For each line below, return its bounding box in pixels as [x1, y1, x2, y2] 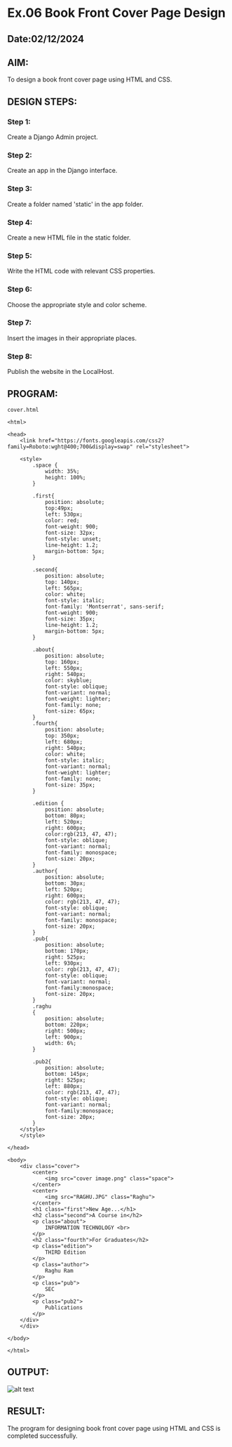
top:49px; [44, 505, 74, 512]
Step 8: [7, 351, 33, 361]
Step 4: [7, 217, 33, 227]
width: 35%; [44, 467, 80, 475]
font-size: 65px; [44, 708, 96, 715]
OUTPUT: [7, 1366, 49, 1378]
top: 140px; [44, 578, 80, 585]
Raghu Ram [44, 1267, 74, 1274]
